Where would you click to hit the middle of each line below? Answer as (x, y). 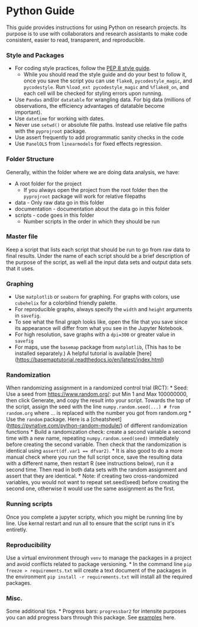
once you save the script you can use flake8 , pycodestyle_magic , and (108, 81)
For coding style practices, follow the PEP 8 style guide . (83, 68)
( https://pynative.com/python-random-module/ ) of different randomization (97, 426)
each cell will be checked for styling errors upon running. (93, 94)
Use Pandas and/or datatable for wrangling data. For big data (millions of (103, 100)
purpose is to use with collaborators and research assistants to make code (97, 33)
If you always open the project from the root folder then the (96, 190)
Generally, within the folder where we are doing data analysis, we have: (93, 172)
